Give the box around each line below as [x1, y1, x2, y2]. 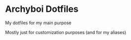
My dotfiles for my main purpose [5, 20, 72, 26]
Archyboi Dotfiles [5, 3, 79, 15]
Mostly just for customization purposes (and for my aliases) [5, 29, 127, 35]
